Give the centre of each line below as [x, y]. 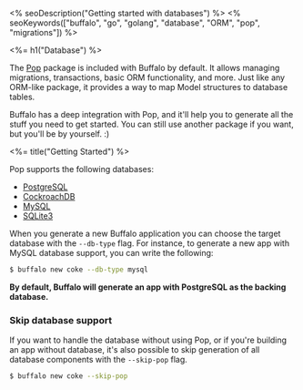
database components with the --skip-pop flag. [99, 360]
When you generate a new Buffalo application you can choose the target [145, 233]
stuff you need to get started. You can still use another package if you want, [151, 124]
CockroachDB [49, 196]
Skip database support [61, 320]
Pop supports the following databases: [82, 169]
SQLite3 [38, 216]
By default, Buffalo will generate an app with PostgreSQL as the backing [148, 287]
